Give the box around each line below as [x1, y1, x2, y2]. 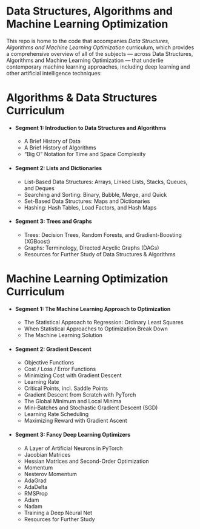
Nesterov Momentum [24, 470, 78, 477]
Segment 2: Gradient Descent [15, 345, 92, 353]
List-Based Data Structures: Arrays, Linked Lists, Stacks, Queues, [24, 178, 188, 185]
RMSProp [24, 490, 48, 497]
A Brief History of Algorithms [24, 144, 96, 151]
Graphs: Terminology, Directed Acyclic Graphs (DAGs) [24, 244, 159, 251]
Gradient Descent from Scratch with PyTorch [24, 391, 136, 398]
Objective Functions [24, 359, 75, 366]
